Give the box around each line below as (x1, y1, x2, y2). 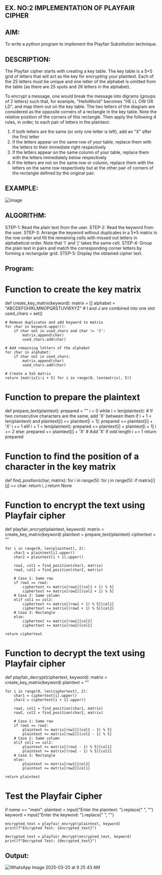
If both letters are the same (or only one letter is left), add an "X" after (12, 129, 152, 135)
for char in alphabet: (5, 350, 51, 354)
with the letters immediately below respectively (12, 155, 107, 161)
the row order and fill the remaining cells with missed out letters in (5, 234, 138, 241)
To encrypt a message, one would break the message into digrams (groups (5, 93, 156, 99)
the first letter (12, 134, 40, 140)
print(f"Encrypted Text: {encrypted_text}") (5, 825, 97, 831)
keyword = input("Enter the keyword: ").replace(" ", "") (5, 812, 114, 817)
